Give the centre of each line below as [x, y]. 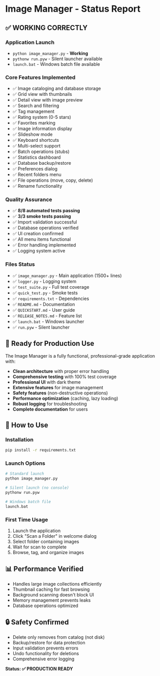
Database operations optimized [45, 606]
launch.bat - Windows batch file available [56, 64]
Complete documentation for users [50, 409]
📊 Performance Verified [44, 569]
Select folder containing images [46, 541]
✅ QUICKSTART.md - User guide [44, 310]
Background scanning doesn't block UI [53, 594]
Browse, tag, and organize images [48, 552]
